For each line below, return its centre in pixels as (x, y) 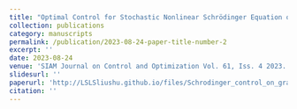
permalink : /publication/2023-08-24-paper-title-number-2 (118, 42)
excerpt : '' (31, 50)
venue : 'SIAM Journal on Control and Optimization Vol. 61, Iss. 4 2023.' (150, 67)
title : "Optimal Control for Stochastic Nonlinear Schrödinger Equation (146, 17)
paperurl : (27, 83)
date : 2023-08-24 (41, 58)
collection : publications (57, 25)
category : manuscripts (51, 33)
